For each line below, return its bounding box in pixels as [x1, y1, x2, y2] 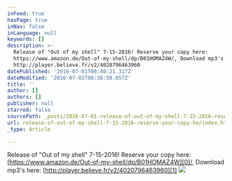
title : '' [7, 81, 36, 88]
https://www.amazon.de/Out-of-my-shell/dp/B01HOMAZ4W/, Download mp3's [13, 55, 224, 62]
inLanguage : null [7, 29, 57, 37]
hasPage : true [7, 17, 48, 23]
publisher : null [7, 100, 54, 107]
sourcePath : [7, 113, 41, 120]
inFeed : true [7, 10, 45, 17]
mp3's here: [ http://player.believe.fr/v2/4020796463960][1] [7, 166, 177, 175]
